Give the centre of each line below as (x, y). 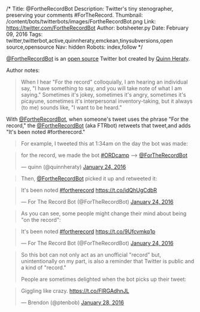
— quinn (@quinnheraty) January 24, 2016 (73, 167)
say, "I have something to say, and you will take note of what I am (101, 88)
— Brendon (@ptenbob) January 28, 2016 (72, 302)
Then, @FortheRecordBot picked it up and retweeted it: (89, 179)
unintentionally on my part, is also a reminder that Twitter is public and (107, 261)
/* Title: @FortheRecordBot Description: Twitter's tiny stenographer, (90, 9)
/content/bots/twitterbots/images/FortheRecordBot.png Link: (81, 21)
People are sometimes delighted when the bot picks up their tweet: (104, 279)
